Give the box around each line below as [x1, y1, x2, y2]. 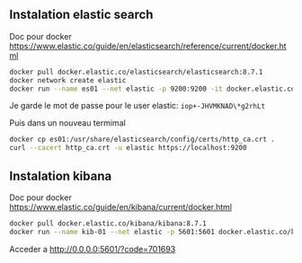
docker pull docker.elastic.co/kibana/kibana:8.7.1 [9, 219, 207, 228]
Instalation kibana [9, 168, 112, 183]
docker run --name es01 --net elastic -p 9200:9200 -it [9, 84, 223, 93]
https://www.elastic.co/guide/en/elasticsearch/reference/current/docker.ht [9, 40, 287, 51]
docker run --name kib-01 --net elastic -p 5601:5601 [9, 227, 216, 236]
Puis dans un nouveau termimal [9, 118, 126, 128]
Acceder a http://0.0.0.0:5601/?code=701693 [9, 243, 176, 254]
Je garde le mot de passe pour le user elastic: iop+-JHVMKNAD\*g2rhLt [9, 101, 266, 111]
